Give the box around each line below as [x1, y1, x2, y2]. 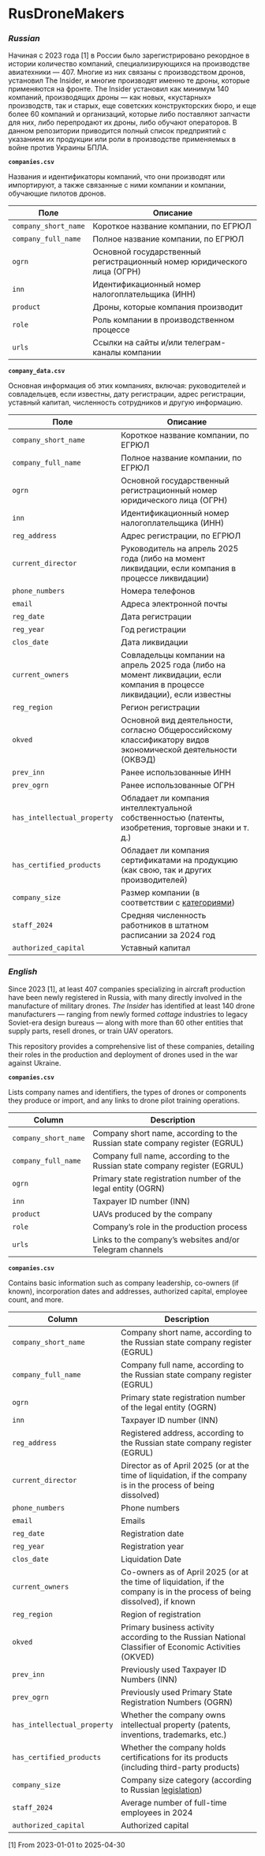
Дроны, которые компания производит [92, 301, 243, 312]
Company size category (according [121, 1774, 252, 1785]
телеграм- [184, 337, 226, 348]
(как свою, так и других [121, 865, 212, 876]
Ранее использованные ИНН [121, 767, 231, 778]
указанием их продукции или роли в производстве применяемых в [8, 135, 237, 144]
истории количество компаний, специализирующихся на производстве [8, 59, 250, 69]
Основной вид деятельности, [121, 715, 233, 726]
